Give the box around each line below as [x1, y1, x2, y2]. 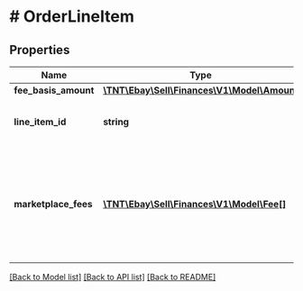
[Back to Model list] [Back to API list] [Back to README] [9, 272, 216, 282]
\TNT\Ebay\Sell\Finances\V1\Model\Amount [103, 84, 299, 96]
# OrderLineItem [9, 6, 135, 27]
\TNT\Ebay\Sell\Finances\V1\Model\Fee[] [103, 198, 287, 210]
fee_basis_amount [14, 84, 95, 96]
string [103, 115, 129, 128]
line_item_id [14, 115, 67, 128]
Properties [9, 42, 70, 58]
